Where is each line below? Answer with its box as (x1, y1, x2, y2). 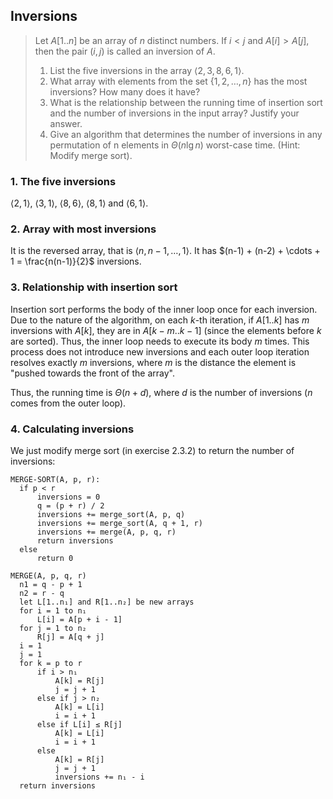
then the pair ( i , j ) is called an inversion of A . (34, 45, 216, 57)
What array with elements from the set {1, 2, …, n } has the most (49, 75, 308, 87)
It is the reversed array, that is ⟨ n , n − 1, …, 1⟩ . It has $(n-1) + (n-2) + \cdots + (10, 245, 321, 257)
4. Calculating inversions (10, 422, 135, 436)
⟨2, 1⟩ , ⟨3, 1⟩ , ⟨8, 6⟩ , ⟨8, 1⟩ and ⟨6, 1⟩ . (10, 197, 149, 209)
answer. (49, 117, 83, 129)
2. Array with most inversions (10, 222, 157, 236)
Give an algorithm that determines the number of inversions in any (49, 128, 323, 140)
